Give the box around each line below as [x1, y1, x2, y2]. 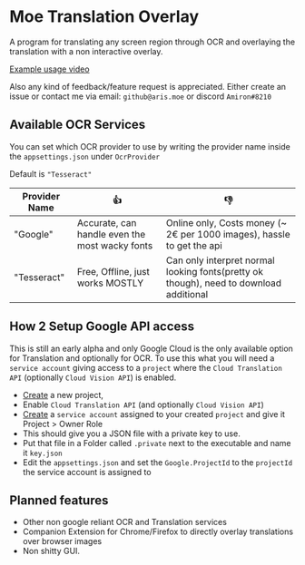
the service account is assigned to [22, 466, 152, 477]
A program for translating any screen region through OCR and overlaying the [9, 36, 296, 47]
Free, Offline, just [76, 265, 150, 278]
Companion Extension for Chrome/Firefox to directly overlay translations [22, 526, 293, 537]
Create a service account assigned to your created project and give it [22, 408, 286, 419]
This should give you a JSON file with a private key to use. [22, 428, 241, 439]
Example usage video [9, 63, 90, 74]
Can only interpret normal [166, 254, 275, 267]
